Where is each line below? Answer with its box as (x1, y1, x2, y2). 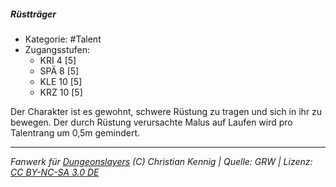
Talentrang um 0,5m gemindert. (10, 126, 141, 139)
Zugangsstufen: (24, 43, 91, 55)
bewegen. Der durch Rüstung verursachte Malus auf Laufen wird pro (10, 116, 293, 128)
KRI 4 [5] (39, 54, 77, 66)
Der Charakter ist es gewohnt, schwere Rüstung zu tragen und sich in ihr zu (10, 105, 323, 117)
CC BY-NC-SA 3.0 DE (10, 166, 100, 178)
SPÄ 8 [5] (39, 65, 80, 77)
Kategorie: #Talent (24, 33, 102, 45)
